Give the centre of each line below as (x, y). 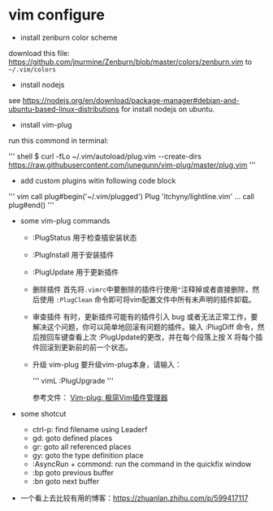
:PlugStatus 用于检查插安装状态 (84, 237)
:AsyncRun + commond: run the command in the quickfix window (142, 464)
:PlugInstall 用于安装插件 (73, 254)
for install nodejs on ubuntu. (168, 109)
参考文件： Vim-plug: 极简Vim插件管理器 (100, 397)
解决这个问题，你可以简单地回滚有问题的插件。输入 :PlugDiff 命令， (145, 327)
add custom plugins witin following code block (98, 180)
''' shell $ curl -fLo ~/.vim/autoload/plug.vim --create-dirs (105, 156)
